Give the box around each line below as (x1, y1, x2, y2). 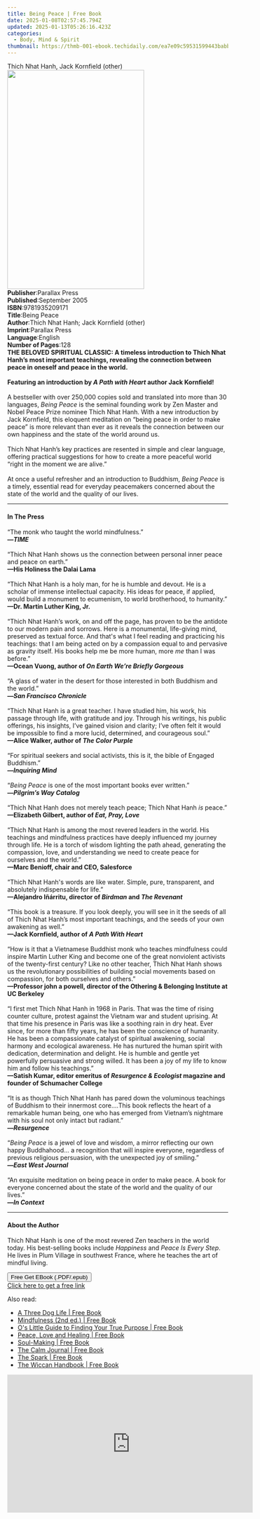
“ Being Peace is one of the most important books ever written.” (7, 781, 190, 789)
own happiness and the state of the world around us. (7, 430, 160, 438)
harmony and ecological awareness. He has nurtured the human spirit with (7, 1042, 223, 1050)
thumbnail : (7, 43, 39, 50)
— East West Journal (7, 1161, 69, 1169)
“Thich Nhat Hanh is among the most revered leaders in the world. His (7, 826, 210, 834)
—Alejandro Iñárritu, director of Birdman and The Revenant (7, 893, 183, 901)
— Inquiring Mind (7, 766, 57, 775)
